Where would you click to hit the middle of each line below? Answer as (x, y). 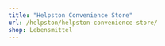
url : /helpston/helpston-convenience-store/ (83, 23)
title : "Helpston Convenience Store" (71, 15)
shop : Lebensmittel (40, 30)
